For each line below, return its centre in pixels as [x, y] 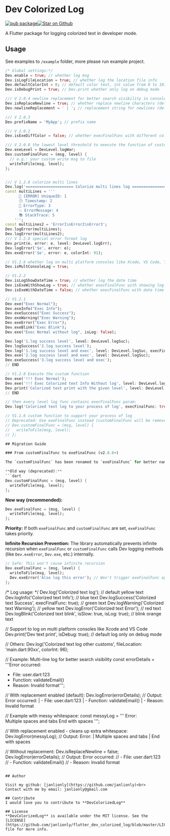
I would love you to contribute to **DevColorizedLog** [65, 803]
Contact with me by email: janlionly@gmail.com [56, 789]
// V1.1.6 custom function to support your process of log [69, 416]
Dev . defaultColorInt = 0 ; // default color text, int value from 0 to [81, 85]
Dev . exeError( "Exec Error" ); [36, 323]
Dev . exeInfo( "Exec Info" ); [34, 308]
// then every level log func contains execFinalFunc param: [71, 402]
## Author [16, 776]
